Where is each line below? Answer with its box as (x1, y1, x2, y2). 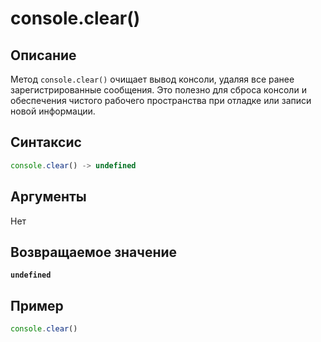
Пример (10, 297, 64, 314)
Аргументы (10, 188, 87, 206)
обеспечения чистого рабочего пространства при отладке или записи (10, 95, 312, 106)
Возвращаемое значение (10, 243, 178, 261)
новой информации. (10, 105, 96, 117)
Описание (10, 47, 77, 64)
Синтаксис (10, 134, 82, 151)
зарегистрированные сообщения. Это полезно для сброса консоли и (10, 84, 307, 96)
